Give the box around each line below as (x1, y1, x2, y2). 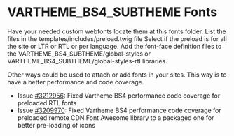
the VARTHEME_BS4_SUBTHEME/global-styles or (7, 50, 151, 58)
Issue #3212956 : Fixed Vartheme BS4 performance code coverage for (17, 91, 221, 100)
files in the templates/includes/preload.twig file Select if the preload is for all (7, 34, 228, 43)
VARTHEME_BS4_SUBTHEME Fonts (7, 4, 218, 20)
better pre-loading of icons (17, 121, 96, 129)
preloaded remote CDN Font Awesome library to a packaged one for (17, 113, 214, 122)
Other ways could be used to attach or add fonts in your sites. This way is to (7, 70, 227, 79)
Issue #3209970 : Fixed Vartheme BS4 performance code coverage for (17, 106, 222, 114)
